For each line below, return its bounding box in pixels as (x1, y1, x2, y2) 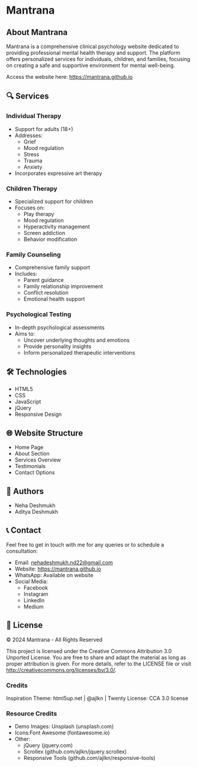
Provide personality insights (23, 342, 92, 350)
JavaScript (14, 398, 41, 405)
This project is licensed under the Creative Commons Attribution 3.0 (6, 647, 172, 654)
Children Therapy (6, 184, 58, 193)
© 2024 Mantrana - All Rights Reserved (6, 636, 103, 643)
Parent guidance (23, 276, 64, 284)
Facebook (23, 584, 49, 591)
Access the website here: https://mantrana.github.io (6, 74, 133, 80)
